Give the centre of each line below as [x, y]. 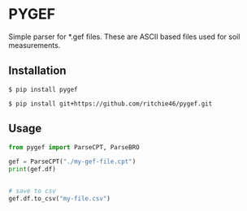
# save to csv [32, 192]
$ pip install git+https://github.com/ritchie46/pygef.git [110, 103]
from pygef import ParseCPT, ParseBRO [74, 147]
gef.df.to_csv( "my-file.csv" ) [60, 199]
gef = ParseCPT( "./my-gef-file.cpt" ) [72, 162]
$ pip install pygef [43, 89]
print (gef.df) [32, 170]
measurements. [35, 45]
